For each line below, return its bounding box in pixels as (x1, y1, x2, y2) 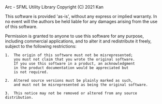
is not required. (14, 70, 49, 74)
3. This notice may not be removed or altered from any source (5, 91, 137, 96)
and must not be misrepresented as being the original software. (14, 82, 148, 87)
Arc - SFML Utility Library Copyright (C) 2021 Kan (5, 4, 104, 10)
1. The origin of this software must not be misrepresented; (5, 53, 133, 58)
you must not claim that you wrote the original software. (14, 57, 135, 62)
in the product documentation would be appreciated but (14, 65, 129, 70)
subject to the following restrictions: (5, 44, 76, 49)
